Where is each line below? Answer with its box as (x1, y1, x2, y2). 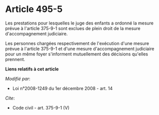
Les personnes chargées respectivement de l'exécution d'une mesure (5, 40, 149, 46)
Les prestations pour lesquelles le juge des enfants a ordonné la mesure (5, 20, 154, 26)
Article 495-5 (5, 3, 63, 15)
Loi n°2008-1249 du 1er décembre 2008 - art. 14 (12, 85, 113, 91)
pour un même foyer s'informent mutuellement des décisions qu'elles (5, 51, 148, 57)
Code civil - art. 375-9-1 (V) (12, 104, 70, 110)
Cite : (5, 95, 15, 101)
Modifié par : (5, 75, 31, 81)
